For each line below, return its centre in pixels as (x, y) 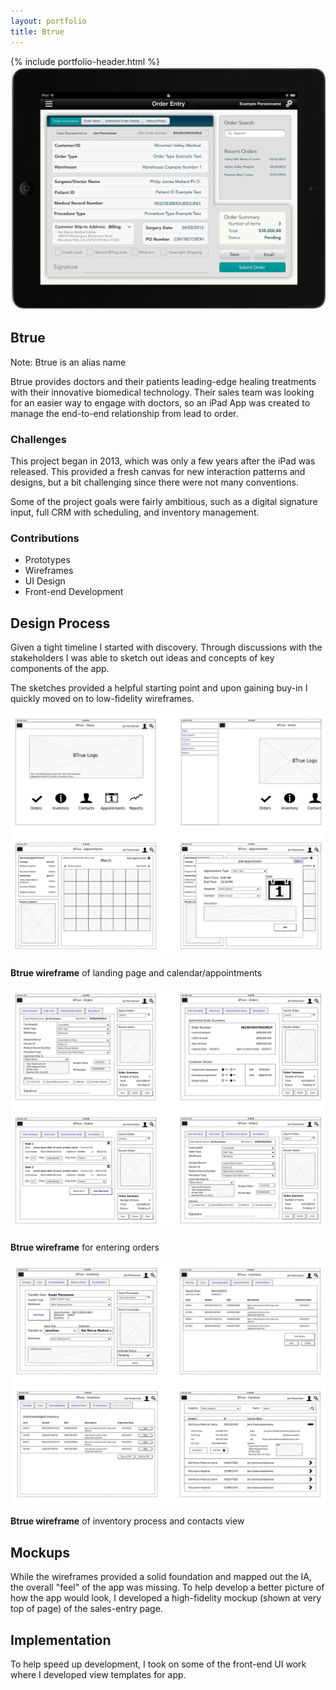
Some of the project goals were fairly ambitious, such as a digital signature (164, 501)
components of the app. (60, 669)
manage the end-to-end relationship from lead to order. (124, 413)
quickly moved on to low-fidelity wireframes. (102, 699)
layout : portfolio (48, 21)
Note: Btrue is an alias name (68, 362)
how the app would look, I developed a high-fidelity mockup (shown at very (166, 1598)
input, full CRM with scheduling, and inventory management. (135, 512)
